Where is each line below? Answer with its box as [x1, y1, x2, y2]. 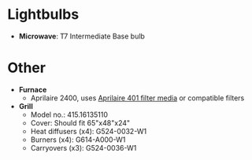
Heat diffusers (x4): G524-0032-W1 [30, 126, 147, 136]
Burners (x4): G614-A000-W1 [30, 135, 126, 144]
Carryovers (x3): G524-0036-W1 [30, 143, 137, 152]
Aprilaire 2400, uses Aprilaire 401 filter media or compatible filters [30, 93, 245, 103]
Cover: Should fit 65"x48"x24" [30, 118, 131, 127]
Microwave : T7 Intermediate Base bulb [18, 31, 145, 41]
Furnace [18, 85, 47, 94]
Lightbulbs [7, 5, 80, 24]
